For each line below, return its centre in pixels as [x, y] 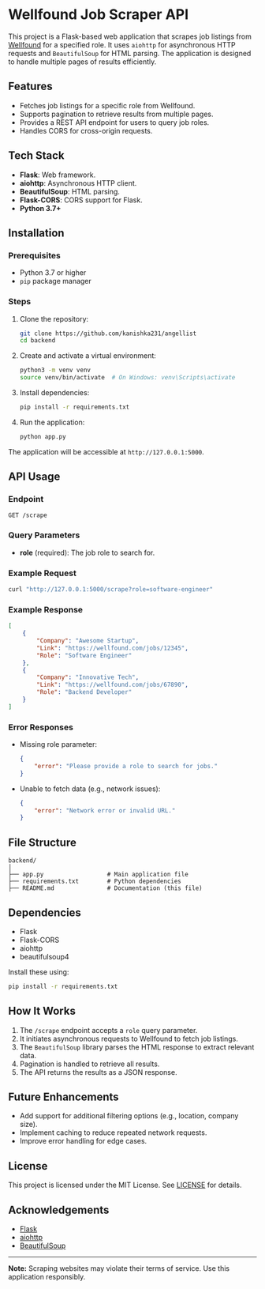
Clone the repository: [54, 318]
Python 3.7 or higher [53, 273]
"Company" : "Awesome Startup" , [88, 641]
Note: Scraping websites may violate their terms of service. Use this [119, 1268]
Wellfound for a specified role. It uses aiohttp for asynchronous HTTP [122, 44]
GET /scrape [28, 515]
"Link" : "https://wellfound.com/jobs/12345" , [113, 648]
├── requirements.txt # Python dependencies [95, 882]
